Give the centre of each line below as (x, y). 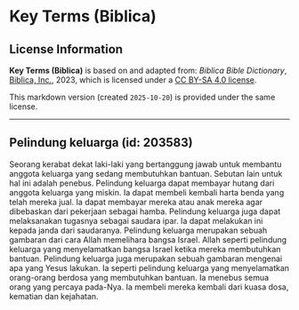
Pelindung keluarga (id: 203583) (101, 143)
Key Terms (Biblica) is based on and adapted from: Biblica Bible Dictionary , (148, 70)
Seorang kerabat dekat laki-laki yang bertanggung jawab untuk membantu (145, 164)
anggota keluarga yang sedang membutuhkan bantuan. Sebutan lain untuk (146, 173)
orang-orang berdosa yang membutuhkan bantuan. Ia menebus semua (139, 277)
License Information (66, 49)
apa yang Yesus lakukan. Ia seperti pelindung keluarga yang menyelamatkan (149, 267)
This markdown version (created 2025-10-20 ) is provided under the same (142, 97)
